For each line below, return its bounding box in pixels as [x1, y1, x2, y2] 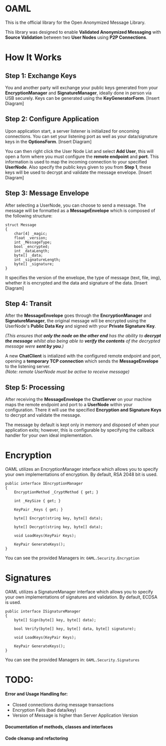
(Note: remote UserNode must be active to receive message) [5, 369, 130, 375]
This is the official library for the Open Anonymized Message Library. [5, 19, 146, 25]
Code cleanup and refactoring [5, 735, 68, 741]
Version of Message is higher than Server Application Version [12, 712, 138, 718]
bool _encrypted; [14, 244, 50, 249]
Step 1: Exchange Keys [5, 72, 77, 80]
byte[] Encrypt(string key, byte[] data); [14, 516, 103, 521]
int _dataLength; [14, 248, 50, 253]
